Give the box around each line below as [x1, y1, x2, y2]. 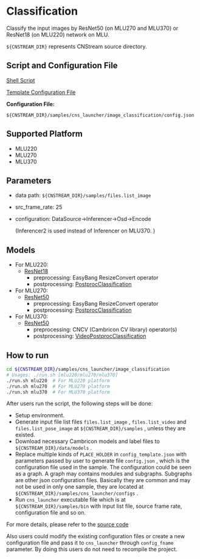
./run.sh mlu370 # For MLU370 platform [6, 389, 111, 395]
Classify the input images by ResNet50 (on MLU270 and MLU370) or [6, 24, 179, 32]
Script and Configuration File [6, 60, 118, 71]
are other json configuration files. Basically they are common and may [15, 477, 191, 484]
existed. [15, 431, 35, 439]
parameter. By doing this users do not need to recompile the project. [6, 546, 178, 553]
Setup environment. [15, 412, 65, 419]
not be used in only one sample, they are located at [15, 483, 144, 491]
